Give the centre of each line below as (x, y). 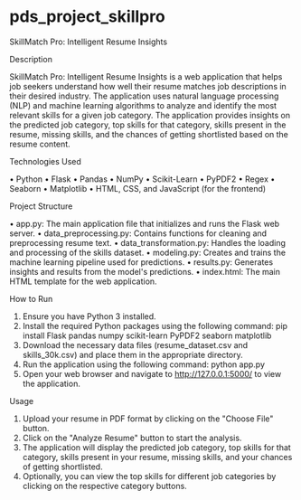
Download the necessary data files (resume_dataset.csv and (135, 344)
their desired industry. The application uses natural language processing (144, 96)
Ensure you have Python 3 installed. (89, 316)
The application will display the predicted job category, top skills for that (156, 447)
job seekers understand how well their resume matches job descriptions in (148, 86)
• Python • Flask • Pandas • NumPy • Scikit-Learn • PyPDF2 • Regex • (142, 179)
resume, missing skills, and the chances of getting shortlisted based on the (149, 134)
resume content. (40, 144)
